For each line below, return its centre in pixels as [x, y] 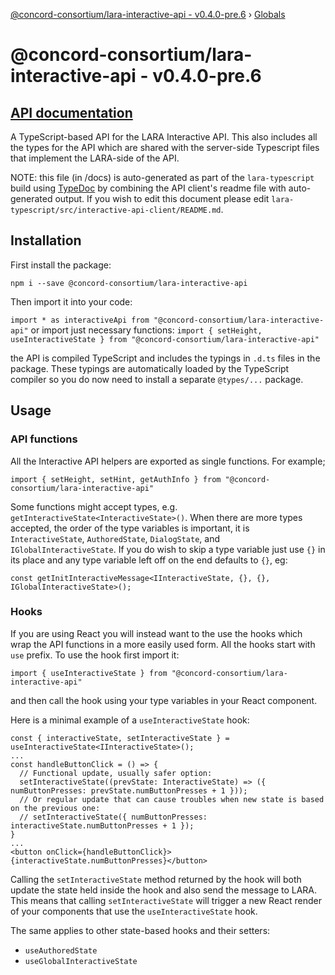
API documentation [71, 112]
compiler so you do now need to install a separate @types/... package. [157, 379]
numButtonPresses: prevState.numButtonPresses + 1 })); [129, 790]
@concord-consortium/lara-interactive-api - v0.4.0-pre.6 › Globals [148, 14]
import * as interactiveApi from [80, 320]
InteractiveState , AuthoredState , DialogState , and [115, 538]
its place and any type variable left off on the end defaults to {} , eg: [149, 560]
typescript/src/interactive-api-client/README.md [116, 210]
